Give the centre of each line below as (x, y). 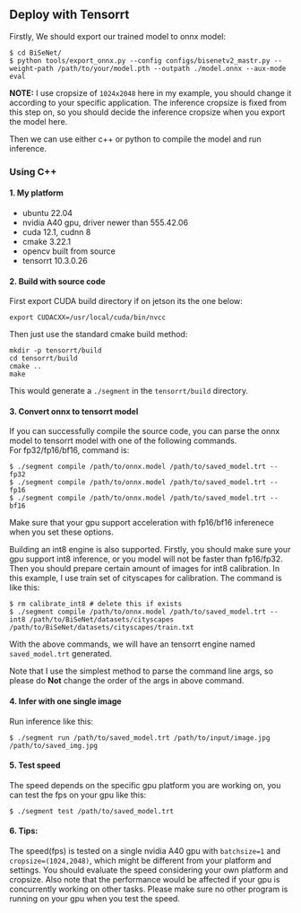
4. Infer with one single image (66, 701)
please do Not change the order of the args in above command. (127, 681)
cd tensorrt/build (43, 359)
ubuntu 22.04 (47, 213)
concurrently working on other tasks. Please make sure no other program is (149, 889)
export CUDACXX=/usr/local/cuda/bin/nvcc (88, 317)
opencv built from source (69, 251)
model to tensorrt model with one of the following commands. (123, 441)
